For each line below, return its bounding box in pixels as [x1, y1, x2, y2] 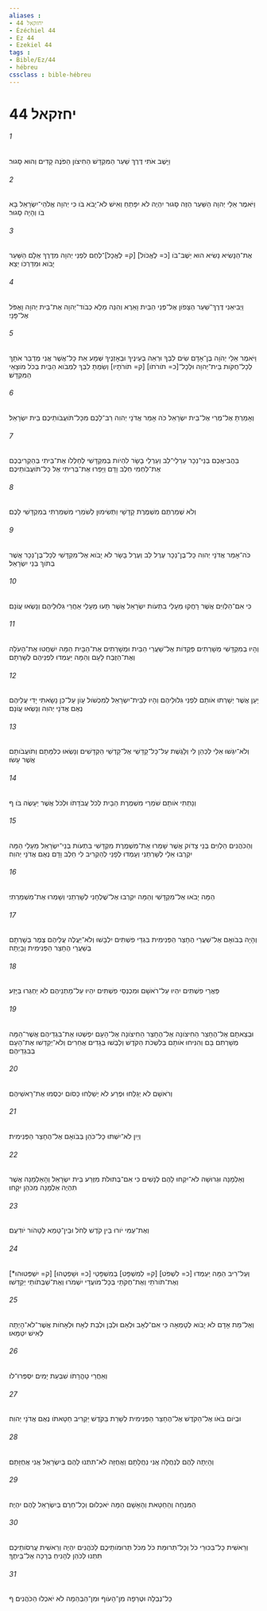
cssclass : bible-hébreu [9, 71, 91, 79]
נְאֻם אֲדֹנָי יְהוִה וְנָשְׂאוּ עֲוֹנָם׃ [9, 704, 83, 713]
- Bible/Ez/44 [9, 56, 56, 64]
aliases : [9, 11, 42, 20]
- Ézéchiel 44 [9, 26, 56, 34]
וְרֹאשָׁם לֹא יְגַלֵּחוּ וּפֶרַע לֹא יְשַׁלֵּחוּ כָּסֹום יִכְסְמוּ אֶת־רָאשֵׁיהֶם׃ [9, 1089, 173, 1098]
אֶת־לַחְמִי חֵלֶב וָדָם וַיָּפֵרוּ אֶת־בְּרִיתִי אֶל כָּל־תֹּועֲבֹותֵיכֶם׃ [9, 464, 161, 474]
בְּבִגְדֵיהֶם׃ [9, 1046, 36, 1055]
